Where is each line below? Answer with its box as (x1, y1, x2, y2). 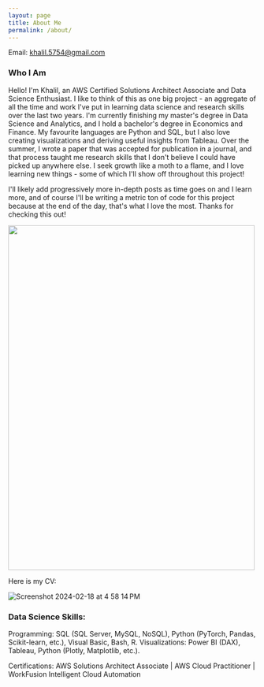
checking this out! (8, 210, 67, 219)
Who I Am (8, 68, 46, 79)
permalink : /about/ (8, 26, 73, 34)
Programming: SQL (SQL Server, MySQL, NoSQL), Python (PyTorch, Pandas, (8, 629, 256, 638)
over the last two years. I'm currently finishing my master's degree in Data (8, 110, 248, 120)
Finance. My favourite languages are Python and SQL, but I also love (8, 127, 231, 136)
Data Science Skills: (8, 611, 86, 622)
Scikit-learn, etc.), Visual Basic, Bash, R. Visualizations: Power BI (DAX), (8, 637, 240, 647)
